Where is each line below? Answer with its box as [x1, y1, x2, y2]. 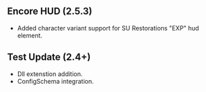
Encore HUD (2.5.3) [7, 6, 93, 17]
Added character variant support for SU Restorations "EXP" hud [17, 24, 199, 32]
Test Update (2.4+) [7, 51, 91, 63]
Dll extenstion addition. [17, 69, 83, 78]
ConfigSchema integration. [17, 77, 94, 85]
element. [17, 31, 43, 39]
